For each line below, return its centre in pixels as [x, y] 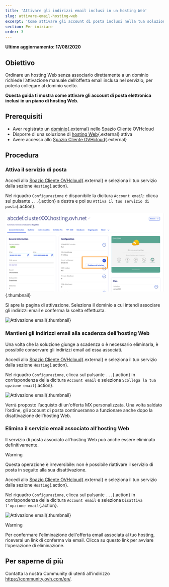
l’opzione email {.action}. [32, 505]
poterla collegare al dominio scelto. [41, 85]
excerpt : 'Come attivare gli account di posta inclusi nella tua [75, 21]
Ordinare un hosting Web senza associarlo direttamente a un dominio [77, 75]
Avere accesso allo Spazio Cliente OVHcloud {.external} [70, 139]
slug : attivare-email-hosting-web [41, 16]
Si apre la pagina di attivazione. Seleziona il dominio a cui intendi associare [83, 305]
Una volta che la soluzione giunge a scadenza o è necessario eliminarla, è [82, 344]
